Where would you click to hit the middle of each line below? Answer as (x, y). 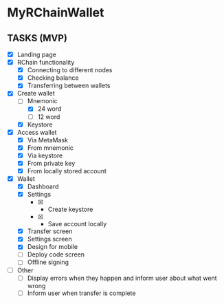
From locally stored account (67, 171)
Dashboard (43, 186)
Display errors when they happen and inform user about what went (122, 278)
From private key (51, 163)
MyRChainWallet (56, 13)
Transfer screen (50, 231)
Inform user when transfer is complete (81, 293)
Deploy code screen (56, 254)
